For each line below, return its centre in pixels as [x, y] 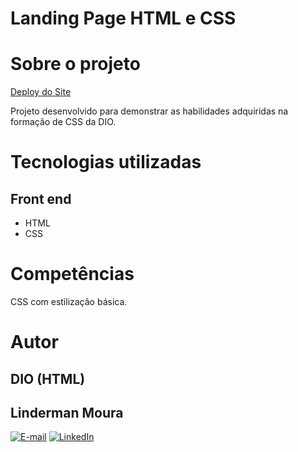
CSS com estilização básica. [69, 302]
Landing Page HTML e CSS [123, 18]
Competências [72, 274]
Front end [41, 198]
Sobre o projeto [75, 64]
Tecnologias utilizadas [106, 162]
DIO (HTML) [48, 378]
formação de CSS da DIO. [63, 122]
